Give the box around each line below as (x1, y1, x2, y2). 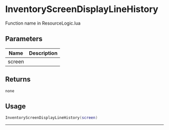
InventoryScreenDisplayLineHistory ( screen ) (5, 115, 98, 120)
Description (29, 49, 58, 56)
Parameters (5, 35, 43, 43)
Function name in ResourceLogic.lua (5, 20, 81, 26)
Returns (5, 75, 31, 84)
